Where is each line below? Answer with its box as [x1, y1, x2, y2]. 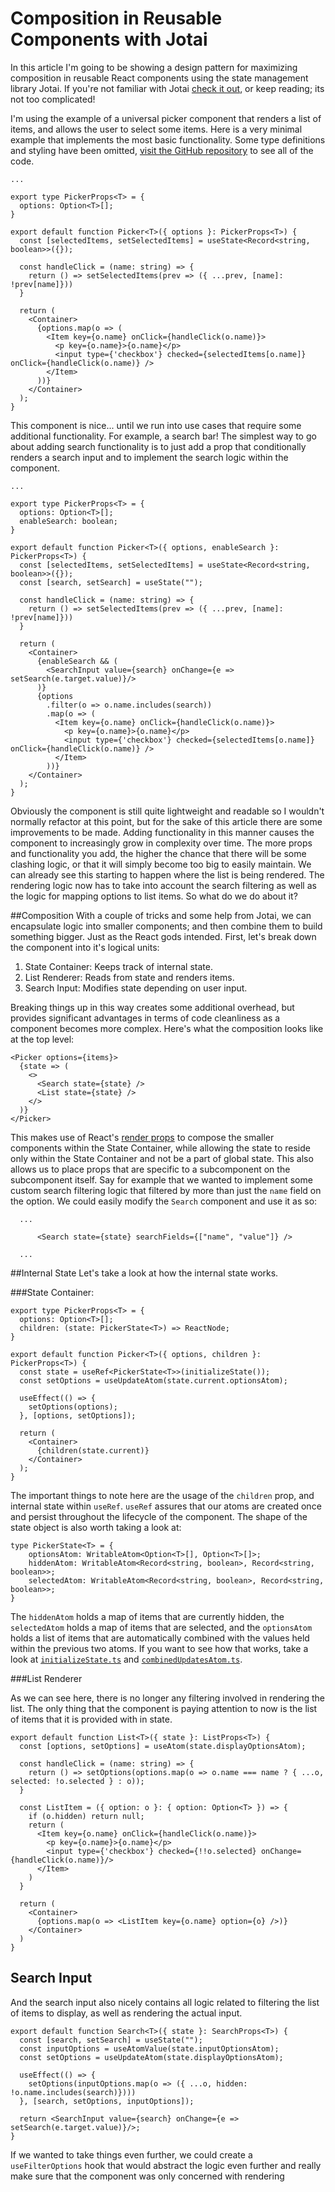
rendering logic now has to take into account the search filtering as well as [10, 879, 317, 891]
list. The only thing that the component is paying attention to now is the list [10, 1702, 318, 1714]
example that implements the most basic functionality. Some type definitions [10, 133, 326, 146]
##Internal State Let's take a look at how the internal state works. [10, 1267, 279, 1279]
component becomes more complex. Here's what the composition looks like [10, 1022, 324, 1034]
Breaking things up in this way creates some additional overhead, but [10, 1001, 295, 1013]
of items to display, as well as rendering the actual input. [10, 2007, 243, 2019]
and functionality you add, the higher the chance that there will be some [10, 847, 307, 859]
